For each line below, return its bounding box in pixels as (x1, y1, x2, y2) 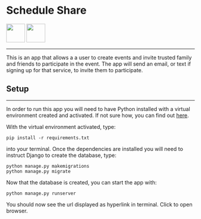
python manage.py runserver (6, 190, 77, 196)
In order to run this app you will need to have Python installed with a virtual (6, 105, 190, 112)
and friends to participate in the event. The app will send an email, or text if (6, 60, 191, 67)
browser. (6, 207, 28, 214)
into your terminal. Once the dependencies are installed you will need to (6, 145, 184, 152)
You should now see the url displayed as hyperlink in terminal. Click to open (6, 201, 193, 208)
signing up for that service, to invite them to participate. (6, 66, 144, 73)
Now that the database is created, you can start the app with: (6, 178, 157, 186)
